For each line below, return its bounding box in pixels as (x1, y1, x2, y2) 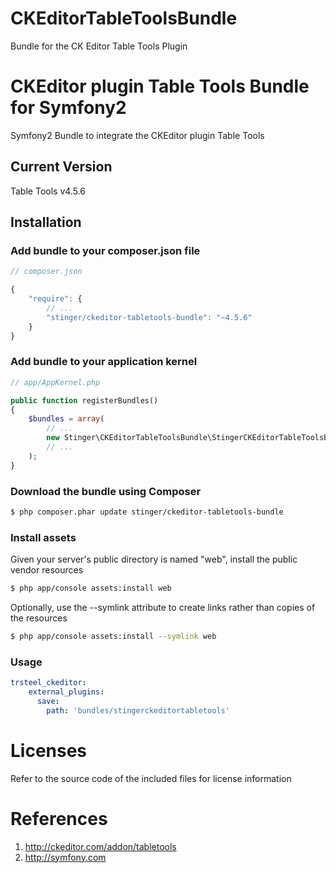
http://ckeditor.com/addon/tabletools (24, 840, 177, 852)
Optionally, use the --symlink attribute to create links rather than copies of (10, 602, 316, 614)
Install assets (10, 530, 77, 544)
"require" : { (28, 294, 83, 304)
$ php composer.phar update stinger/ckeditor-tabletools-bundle (10, 507, 284, 517)
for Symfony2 (10, 97, 127, 119)
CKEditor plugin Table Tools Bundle (10, 75, 310, 98)
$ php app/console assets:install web (10, 583, 172, 594)
